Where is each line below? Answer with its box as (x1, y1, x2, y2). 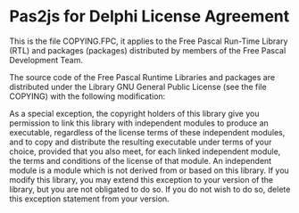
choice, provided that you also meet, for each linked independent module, (9, 145, 281, 157)
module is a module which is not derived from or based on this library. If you (9, 165, 290, 176)
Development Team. (9, 54, 83, 65)
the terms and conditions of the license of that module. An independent (9, 155, 272, 166)
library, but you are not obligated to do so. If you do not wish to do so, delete (9, 184, 291, 194)
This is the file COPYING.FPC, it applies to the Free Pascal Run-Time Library (9, 36, 288, 46)
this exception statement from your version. (9, 193, 170, 204)
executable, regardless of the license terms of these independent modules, (9, 127, 286, 137)
